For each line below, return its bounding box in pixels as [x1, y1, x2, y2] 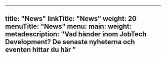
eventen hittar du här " [5, 46, 77, 54]
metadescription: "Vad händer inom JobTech [5, 30, 147, 39]
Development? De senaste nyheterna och [5, 38, 135, 46]
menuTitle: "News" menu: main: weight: [5, 22, 132, 31]
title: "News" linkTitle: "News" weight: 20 [5, 14, 137, 23]
